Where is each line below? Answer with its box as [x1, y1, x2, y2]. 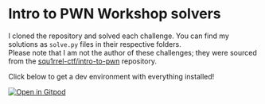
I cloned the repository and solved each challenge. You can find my [8, 31, 229, 40]
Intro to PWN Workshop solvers [8, 5, 221, 23]
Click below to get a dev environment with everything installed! [8, 71, 215, 81]
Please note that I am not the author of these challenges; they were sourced [8, 48, 257, 57]
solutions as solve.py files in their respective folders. [8, 39, 181, 48]
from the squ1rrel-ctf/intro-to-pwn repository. [8, 56, 158, 66]
